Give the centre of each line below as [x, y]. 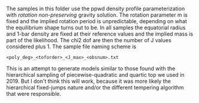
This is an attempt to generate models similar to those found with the [91, 68]
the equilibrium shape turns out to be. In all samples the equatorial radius [96, 27]
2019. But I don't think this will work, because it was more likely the [89, 81]
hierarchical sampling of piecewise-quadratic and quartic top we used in [95, 75]
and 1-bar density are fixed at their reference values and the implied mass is [99, 34]
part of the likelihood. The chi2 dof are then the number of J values [89, 40]
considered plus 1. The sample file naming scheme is [71, 46]
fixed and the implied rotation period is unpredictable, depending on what [97, 21]
